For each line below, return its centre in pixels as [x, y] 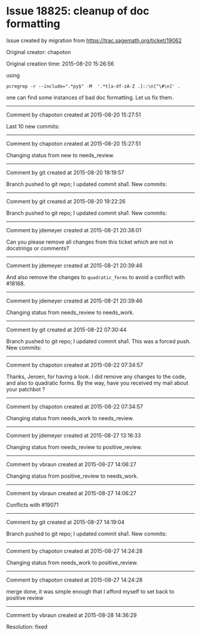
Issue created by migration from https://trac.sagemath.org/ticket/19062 [94, 40]
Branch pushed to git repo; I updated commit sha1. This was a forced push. [99, 341]
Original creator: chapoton [39, 52]
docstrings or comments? [38, 248]
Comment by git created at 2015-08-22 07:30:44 [66, 330]
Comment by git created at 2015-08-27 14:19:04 [66, 522]
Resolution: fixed [27, 627]
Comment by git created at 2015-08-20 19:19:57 [65, 172]
